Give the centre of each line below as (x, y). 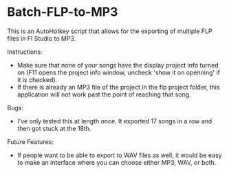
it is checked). (37, 79)
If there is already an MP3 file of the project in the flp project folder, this (118, 87)
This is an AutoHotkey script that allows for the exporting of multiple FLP (110, 31)
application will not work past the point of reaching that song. (104, 94)
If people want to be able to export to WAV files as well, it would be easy (119, 155)
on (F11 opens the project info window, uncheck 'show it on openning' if (118, 72)
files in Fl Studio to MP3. (42, 38)
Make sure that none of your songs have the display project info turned (118, 65)
